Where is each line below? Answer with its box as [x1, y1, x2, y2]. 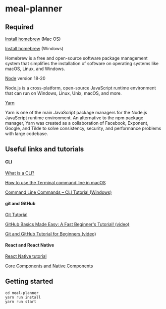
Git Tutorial [5, 212, 28, 218]
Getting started [5, 277, 54, 286]
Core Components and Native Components [5, 263, 93, 269]
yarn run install [5, 295, 41, 300]
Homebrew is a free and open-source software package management [5, 55, 148, 61]
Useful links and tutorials [5, 145, 84, 154]
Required [5, 23, 34, 31]
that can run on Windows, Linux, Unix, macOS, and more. [5, 90, 122, 96]
